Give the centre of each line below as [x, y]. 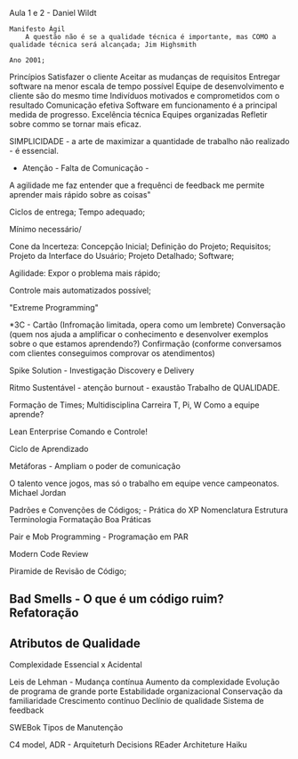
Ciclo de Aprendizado [49, 449]
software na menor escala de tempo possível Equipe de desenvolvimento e [147, 86]
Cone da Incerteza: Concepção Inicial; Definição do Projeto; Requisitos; [140, 246]
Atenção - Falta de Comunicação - [85, 168]
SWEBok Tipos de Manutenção [66, 728]
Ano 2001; [28, 61]
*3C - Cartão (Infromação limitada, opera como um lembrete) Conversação [148, 325]
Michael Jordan [38, 493]
